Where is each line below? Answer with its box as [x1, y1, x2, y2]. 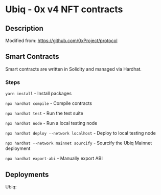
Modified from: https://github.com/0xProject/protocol [5, 37, 118, 44]
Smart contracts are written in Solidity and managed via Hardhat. [5, 66, 142, 72]
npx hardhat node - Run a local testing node [5, 120, 98, 126]
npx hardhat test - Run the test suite [5, 110, 83, 116]
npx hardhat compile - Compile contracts [5, 100, 92, 106]
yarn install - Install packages [5, 91, 72, 97]
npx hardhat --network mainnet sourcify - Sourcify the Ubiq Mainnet [5, 140, 152, 146]
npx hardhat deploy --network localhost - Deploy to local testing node [5, 130, 156, 136]
